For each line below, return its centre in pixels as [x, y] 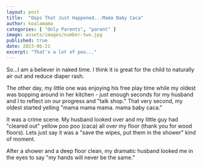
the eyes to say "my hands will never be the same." [71, 157]
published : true [27, 41]
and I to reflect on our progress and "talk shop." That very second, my [95, 101]
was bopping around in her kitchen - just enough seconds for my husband [100, 94]
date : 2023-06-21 [28, 47]
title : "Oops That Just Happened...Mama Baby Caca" [75, 18]
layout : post [23, 12]
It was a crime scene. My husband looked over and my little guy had [92, 119]
